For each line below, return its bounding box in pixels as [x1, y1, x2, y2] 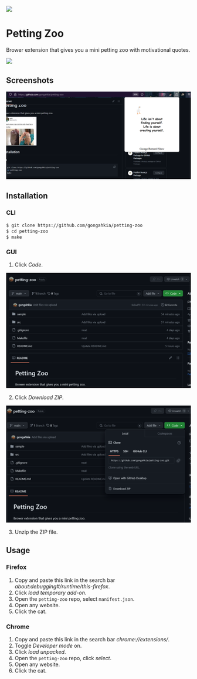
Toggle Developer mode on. [14, 642, 82, 649]
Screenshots [6, 75, 54, 85]
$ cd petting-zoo [6, 228, 49, 235]
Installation [6, 191, 48, 201]
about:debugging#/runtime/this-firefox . [14, 583, 110, 590]
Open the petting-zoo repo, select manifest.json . [14, 595, 135, 603]
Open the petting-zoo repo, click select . [14, 654, 112, 661]
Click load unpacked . [14, 648, 66, 655]
